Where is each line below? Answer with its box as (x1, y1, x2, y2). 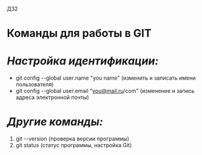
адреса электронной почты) (15, 94, 90, 101)
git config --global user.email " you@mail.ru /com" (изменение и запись (15, 88, 195, 95)
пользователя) (15, 81, 54, 88)
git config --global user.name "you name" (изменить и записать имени (15, 74, 196, 81)
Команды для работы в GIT (7, 27, 152, 40)
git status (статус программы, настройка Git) (15, 142, 132, 149)
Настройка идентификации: (7, 54, 159, 68)
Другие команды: (7, 115, 104, 129)
